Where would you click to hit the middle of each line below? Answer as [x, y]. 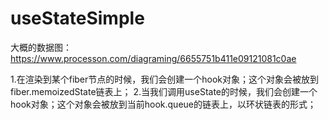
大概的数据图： [41, 47]
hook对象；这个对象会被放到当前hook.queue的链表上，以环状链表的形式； [163, 104]
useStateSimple [77, 18]
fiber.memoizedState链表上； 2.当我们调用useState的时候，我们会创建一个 [164, 91]
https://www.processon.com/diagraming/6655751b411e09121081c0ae [153, 58]
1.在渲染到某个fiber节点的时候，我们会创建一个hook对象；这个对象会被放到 [165, 79]
